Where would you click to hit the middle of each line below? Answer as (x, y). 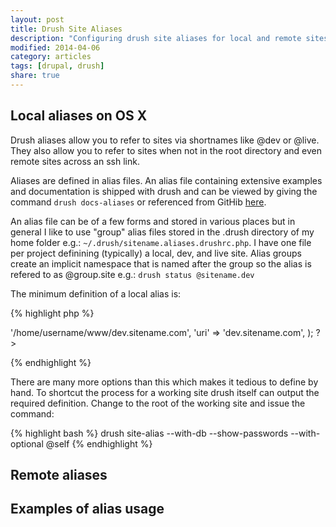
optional (27, 443)
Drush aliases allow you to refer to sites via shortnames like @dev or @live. (165, 140)
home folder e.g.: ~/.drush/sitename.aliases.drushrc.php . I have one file (161, 242)
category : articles (51, 57)
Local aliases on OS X (79, 116)
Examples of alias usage (87, 509)
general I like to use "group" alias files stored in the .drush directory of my (162, 232)
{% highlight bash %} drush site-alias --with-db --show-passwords (149, 433)
